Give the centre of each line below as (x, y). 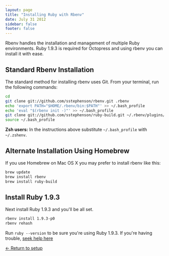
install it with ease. (24, 54)
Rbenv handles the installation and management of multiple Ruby (72, 43)
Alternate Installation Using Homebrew (67, 151)
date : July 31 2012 (26, 19)
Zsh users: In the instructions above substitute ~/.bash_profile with (76, 130)
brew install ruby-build (31, 182)
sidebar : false (21, 24)
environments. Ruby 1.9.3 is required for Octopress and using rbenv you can (84, 48)
